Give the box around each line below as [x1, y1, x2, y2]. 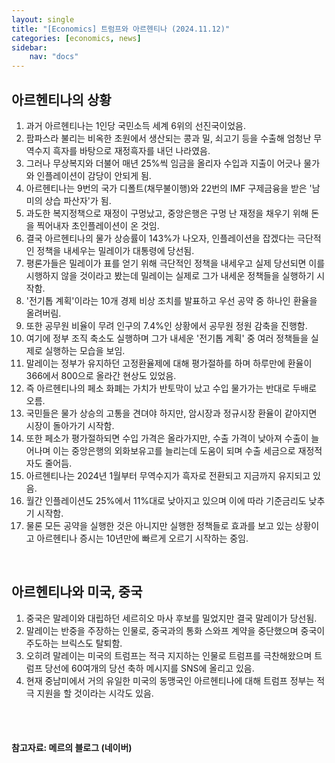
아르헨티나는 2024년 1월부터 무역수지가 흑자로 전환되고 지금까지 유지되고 [25, 469, 311, 481]
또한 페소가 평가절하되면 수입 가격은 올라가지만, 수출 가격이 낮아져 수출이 [25, 432, 309, 444]
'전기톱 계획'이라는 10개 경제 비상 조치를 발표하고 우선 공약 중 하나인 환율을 [25, 294, 318, 306]
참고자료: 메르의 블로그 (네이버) [11, 742, 133, 754]
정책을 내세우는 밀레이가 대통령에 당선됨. [36, 244, 195, 256]
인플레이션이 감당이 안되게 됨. [36, 169, 152, 181]
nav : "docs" [29, 52, 79, 62]
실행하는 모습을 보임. [44, 344, 126, 356]
